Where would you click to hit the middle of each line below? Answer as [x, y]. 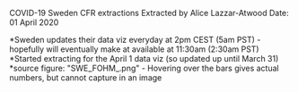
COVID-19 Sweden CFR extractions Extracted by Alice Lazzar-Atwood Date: [149, 13]
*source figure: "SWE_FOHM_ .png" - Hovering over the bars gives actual [145, 68]
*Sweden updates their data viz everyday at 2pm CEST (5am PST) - [135, 40]
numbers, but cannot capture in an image [86, 78]
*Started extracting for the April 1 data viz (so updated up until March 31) [144, 59]
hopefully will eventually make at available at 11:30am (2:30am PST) [134, 49]
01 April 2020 [34, 22]
